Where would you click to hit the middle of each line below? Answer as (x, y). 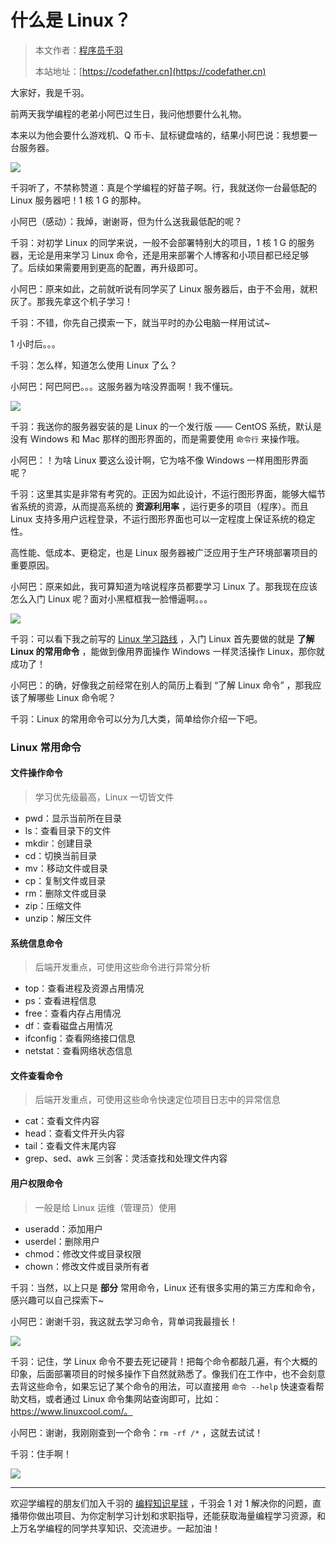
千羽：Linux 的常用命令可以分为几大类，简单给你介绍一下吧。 (136, 718)
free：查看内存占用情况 (73, 1013)
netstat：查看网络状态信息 (78, 1051)
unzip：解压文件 (58, 918)
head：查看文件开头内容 (74, 1133)
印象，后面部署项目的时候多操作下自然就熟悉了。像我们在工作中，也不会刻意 (168, 1373)
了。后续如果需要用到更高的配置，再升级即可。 (106, 267)
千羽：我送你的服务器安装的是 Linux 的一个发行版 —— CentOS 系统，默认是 (166, 426)
